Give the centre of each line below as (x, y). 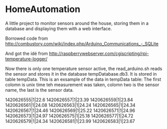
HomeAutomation (43, 9)
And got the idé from (27, 53)
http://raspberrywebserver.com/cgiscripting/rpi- (99, 53)
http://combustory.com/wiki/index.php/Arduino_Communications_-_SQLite (82, 43)
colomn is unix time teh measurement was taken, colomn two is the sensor (82, 85)
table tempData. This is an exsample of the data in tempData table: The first (83, 79)
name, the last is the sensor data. (40, 90)
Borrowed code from (27, 38)
